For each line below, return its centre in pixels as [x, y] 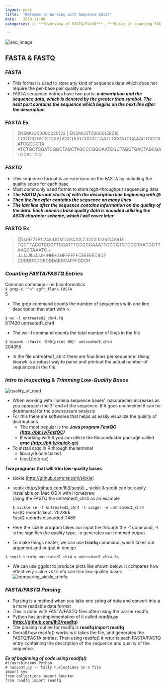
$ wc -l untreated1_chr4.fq [34, 318]
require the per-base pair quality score [52, 88]
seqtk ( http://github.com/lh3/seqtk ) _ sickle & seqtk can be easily [79, 488]
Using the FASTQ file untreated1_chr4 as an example [66, 499]
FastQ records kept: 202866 [41, 513]
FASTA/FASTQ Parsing [33, 590]
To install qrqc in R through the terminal [53, 448]
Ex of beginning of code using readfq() [46, 658]
